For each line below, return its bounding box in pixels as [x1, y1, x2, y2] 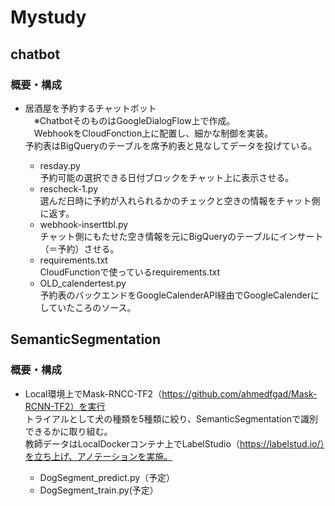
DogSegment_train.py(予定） [39, 484, 159, 496]
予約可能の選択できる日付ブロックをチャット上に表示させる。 [39, 171, 295, 183]
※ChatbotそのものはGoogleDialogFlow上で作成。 [33, 114, 236, 126]
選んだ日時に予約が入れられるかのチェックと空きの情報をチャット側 [39, 194, 321, 206]
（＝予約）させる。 [39, 242, 120, 255]
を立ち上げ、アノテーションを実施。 [24, 450, 173, 462]
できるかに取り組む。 [24, 425, 113, 437]
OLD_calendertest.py [39, 277, 127, 289]
